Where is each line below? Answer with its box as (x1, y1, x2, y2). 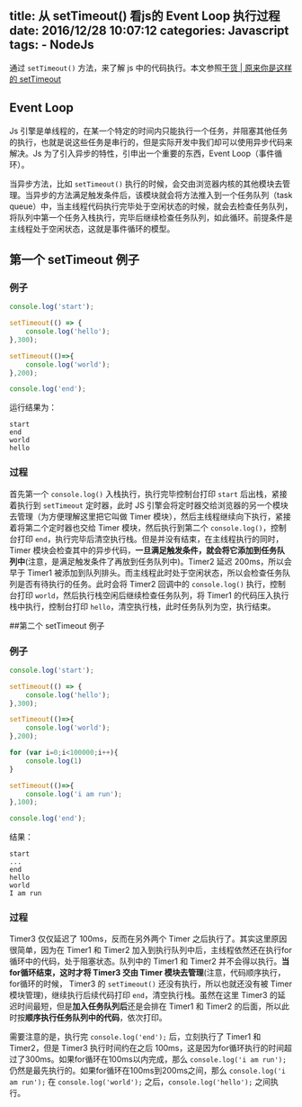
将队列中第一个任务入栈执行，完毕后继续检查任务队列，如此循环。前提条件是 (9, 212, 293, 222)
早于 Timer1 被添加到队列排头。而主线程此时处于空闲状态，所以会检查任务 (9, 567, 283, 578)
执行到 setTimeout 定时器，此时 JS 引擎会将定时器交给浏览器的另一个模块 (16, 499, 289, 511)
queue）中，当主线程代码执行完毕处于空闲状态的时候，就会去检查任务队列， (9, 201, 293, 212)
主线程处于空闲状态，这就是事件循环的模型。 (9, 223, 175, 234)
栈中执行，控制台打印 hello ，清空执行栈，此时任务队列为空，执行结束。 (9, 601, 276, 612)
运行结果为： (9, 402, 57, 413)
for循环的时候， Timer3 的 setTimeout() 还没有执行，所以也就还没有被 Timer (9, 978, 292, 989)
